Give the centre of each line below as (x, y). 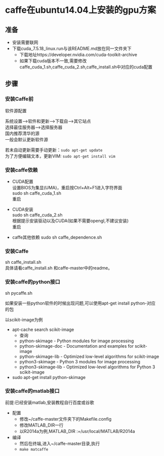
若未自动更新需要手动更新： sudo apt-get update (54, 150)
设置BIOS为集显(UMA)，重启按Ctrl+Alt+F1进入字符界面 (67, 187)
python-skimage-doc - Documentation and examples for (76, 346)
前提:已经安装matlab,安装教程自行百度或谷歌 (50, 402)
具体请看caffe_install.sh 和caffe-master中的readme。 (59, 268)
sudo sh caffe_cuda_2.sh (37, 215)
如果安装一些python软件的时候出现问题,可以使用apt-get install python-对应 (80, 303)
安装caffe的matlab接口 (32, 391)
